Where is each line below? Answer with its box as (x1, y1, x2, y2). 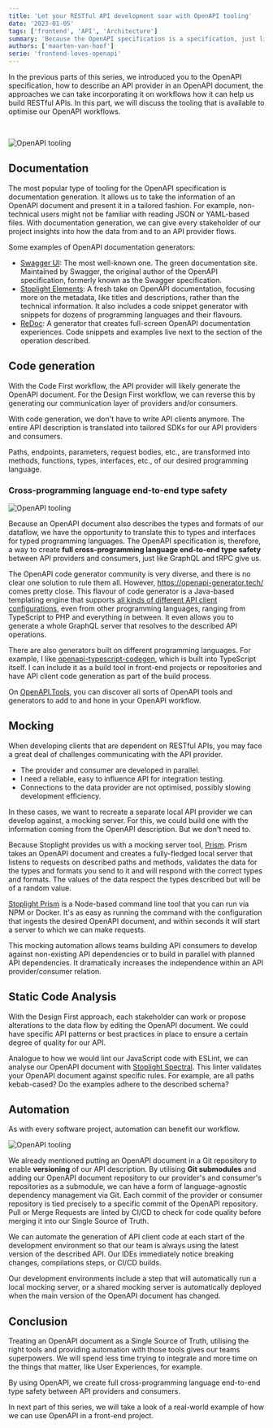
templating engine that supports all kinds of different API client (8, 594, 218, 604)
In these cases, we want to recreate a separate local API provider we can (8, 807, 253, 816)
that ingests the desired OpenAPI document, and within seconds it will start (8, 916, 260, 925)
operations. (8, 629, 47, 639)
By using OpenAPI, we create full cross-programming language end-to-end (8, 1378, 261, 1387)
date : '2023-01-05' (8, 20, 75, 28)
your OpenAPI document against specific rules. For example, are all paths (8, 1070, 254, 1080)
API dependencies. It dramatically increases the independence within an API (8, 957, 264, 968)
